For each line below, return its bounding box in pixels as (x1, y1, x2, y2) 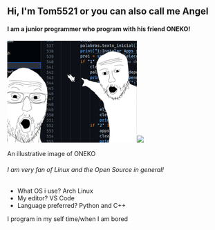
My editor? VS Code (17, 194, 75, 202)
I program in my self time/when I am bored (7, 215, 129, 223)
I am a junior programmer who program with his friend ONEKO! (7, 24, 191, 33)
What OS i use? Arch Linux (17, 186, 93, 195)
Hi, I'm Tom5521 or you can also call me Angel (7, 6, 209, 17)
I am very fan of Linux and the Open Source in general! (7, 165, 165, 173)
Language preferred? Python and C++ (17, 202, 127, 210)
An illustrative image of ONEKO (7, 149, 96, 157)
